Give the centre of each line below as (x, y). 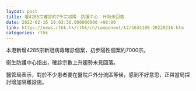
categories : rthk (27, 33)
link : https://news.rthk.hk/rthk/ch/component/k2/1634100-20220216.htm (95, 28)
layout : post (22, 11)
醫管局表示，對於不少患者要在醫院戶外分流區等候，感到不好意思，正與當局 (95, 75)
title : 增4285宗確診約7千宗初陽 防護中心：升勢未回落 (65, 17)
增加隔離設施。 (29, 82)
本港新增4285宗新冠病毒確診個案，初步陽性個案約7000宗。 (77, 50)
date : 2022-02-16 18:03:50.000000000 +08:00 (61, 22)
